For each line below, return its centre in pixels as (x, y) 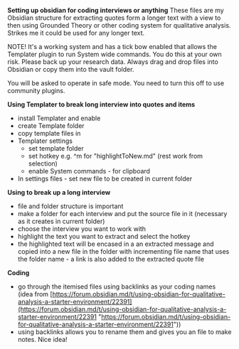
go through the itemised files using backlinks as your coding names (117, 286)
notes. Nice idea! (42, 339)
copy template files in (49, 133)
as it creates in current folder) (61, 221)
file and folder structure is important (70, 206)
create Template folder (51, 126)
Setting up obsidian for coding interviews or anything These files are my (116, 10)
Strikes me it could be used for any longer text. (76, 33)
